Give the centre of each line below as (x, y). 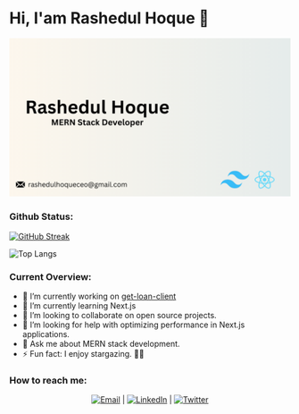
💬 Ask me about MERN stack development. (101, 344)
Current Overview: (50, 276)
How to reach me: (48, 380)
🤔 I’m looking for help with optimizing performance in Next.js (133, 325)
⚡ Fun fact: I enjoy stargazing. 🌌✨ (83, 354)
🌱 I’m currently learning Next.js (79, 306)
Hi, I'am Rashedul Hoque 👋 (109, 18)
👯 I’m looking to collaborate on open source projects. (119, 316)
